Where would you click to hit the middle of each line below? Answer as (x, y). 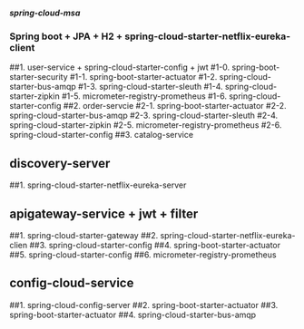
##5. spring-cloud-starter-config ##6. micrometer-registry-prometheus (143, 255)
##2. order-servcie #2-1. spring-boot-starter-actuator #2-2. (175, 106)
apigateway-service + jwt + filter (104, 213)
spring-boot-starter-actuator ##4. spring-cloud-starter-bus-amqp (133, 314)
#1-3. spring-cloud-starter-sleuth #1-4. (151, 87)
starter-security (39, 77)
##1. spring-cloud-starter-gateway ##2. (84, 235)
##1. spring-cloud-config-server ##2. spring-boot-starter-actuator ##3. (144, 305)
